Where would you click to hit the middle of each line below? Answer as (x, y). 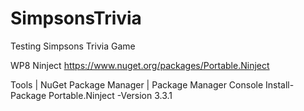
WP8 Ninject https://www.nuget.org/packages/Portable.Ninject (140, 65)
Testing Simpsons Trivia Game (73, 46)
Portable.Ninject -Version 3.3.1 (110, 95)
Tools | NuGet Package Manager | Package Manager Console (137, 84)
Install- (280, 84)
